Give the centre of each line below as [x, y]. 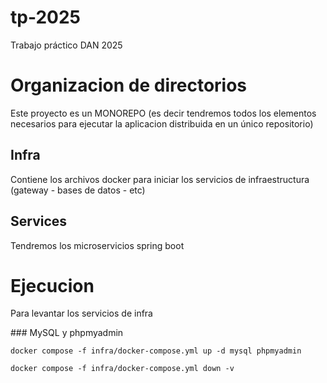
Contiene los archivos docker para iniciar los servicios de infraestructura [160, 179]
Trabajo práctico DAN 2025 [66, 45]
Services [39, 221]
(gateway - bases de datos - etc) [78, 190]
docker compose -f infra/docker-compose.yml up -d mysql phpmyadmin [156, 351]
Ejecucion [52, 285]
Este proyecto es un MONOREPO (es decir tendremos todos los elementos [163, 113]
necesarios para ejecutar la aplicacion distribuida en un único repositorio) [162, 123]
